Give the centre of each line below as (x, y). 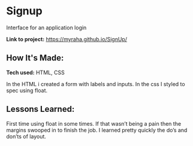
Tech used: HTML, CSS (35, 72)
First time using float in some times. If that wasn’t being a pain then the (94, 123)
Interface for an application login (46, 28)
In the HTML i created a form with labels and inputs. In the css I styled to (96, 84)
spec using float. (27, 90)
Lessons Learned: (40, 109)
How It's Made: (35, 58)
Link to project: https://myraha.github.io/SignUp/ (67, 39)
